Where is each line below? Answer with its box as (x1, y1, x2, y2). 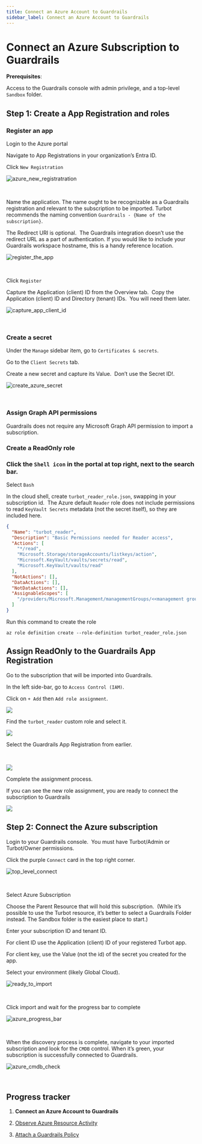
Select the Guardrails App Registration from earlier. (6, 740, 132, 748)
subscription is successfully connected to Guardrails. (6, 1051, 138, 1059)
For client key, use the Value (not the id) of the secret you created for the (6, 950, 186, 958)
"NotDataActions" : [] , (11, 585, 69, 591)
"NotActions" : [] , (11, 574, 58, 580)
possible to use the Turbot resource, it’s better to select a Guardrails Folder (6, 909, 192, 916)
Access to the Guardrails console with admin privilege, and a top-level (6, 85, 180, 92)
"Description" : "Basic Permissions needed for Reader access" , (11, 535, 173, 541)
